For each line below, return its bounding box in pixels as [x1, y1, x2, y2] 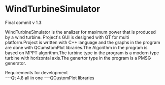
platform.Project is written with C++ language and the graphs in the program [5, 39, 161, 45]
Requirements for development [5, 69, 68, 75]
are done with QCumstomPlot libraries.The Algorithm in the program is [5, 44, 148, 50]
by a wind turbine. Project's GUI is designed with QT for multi [5, 34, 129, 40]
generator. [5, 60, 26, 66]
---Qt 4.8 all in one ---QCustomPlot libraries [5, 75, 95, 81]
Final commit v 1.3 [5, 20, 42, 25]
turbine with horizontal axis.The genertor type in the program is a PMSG [5, 55, 151, 61]
